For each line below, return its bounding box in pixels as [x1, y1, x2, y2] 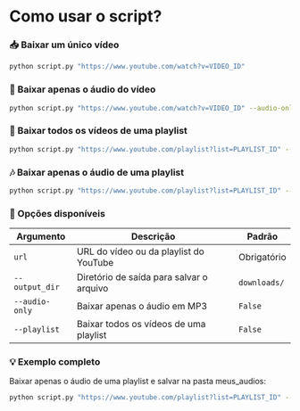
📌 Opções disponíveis [9, 207, 105, 219]
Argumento [16, 230, 66, 242]
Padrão [246, 230, 279, 242]
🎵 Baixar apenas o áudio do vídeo [9, 83, 156, 95]
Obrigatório [237, 251, 287, 264]
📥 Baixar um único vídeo [9, 38, 120, 51]
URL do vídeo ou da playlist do [77, 245, 205, 258]
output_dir [13, 283, 60, 292]
